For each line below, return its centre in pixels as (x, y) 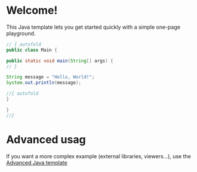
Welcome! (32, 10)
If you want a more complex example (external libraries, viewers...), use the (98, 156)
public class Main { (32, 50)
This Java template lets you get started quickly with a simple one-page (93, 27)
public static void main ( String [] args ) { (60, 61)
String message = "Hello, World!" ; (50, 77)
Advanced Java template (37, 162)
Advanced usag (46, 139)
